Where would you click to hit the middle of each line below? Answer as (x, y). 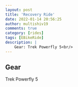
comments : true (21, 28)
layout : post (19, 10)
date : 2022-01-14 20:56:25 (33, 19)
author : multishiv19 (27, 24)
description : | (21, 42)
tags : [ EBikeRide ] (24, 38)
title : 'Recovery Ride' (30, 14)
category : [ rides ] (24, 33)
